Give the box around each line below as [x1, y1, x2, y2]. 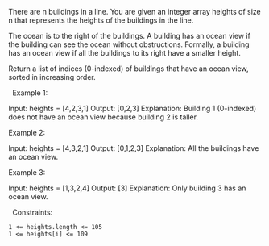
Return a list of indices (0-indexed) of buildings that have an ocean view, [8, 64, 249, 73]
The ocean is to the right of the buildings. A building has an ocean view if [8, 31, 251, 40]
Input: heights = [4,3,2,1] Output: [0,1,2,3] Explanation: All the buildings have [8, 144, 259, 152]
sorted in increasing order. [8, 73, 97, 81]
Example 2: [8, 128, 46, 137]
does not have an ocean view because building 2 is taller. [8, 112, 199, 122]
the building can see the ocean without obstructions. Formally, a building [8, 40, 250, 49]
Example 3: [8, 168, 46, 177]
